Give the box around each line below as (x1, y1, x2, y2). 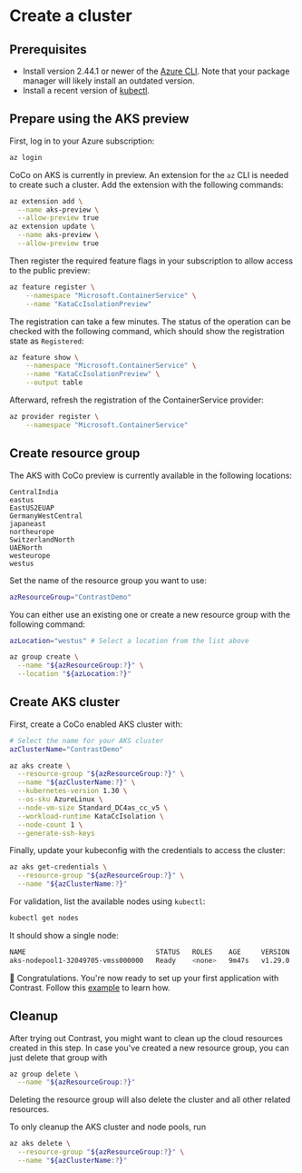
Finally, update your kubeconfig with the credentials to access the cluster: (9, 845, 286, 856)
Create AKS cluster (9, 694, 121, 710)
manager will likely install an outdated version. (22, 75, 195, 86)
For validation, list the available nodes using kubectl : (9, 896, 206, 907)
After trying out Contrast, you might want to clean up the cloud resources (9, 1032, 284, 1043)
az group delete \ (9, 1069, 79, 1079)
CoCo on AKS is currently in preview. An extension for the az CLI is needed (9, 169, 289, 180)
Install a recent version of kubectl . (22, 85, 151, 95)
